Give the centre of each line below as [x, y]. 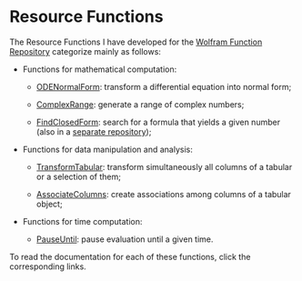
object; [49, 204]
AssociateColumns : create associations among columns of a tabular [163, 194]
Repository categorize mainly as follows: [86, 51]
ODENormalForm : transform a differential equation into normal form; [164, 86]
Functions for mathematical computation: [100, 69]
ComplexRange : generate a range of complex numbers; [140, 104]
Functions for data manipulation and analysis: [107, 149]
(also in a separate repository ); [94, 131]
